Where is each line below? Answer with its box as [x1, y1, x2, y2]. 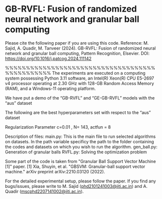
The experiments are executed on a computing [52, 70, 146, 76]
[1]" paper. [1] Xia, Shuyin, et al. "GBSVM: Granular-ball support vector [5, 164, 146, 169]
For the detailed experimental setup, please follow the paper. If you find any [5, 178, 156, 184]
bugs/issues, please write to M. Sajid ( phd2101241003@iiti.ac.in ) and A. [5, 183, 148, 189]
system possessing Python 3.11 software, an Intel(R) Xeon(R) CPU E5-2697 [5, 75, 154, 81]
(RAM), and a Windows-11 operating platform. [5, 85, 96, 91]
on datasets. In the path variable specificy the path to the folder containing [5, 138, 154, 144]
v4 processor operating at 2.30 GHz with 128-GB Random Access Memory [5, 80, 154, 86]
